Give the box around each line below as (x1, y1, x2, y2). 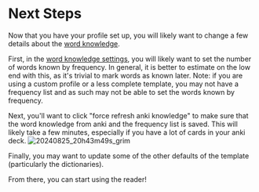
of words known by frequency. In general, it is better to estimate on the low (8, 62, 251, 71)
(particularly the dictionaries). (8, 159, 104, 168)
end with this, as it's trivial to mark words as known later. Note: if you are (8, 71, 243, 80)
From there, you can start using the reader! (8, 174, 148, 184)
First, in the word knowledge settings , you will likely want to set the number (8, 54, 252, 63)
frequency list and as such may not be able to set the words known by (8, 87, 235, 96)
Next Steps (8, 5, 82, 23)
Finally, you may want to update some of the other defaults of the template (8, 150, 250, 161)
